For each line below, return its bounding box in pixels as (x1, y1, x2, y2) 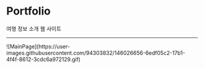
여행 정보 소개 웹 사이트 (6, 25, 62, 32)
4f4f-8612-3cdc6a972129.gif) (6, 56, 81, 63)
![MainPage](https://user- (6, 42, 70, 50)
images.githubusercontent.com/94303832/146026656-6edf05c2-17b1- (6, 49, 185, 56)
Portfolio (6, 4, 51, 18)
